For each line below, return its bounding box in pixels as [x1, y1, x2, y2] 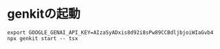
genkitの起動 [7, 6, 80, 22]
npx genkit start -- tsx [7, 35, 78, 42]
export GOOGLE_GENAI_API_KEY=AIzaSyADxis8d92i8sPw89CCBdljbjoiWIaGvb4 [7, 29, 214, 36]
